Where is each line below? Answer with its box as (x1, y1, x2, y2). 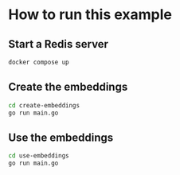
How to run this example (8, 6, 173, 24)
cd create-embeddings (8, 101, 80, 109)
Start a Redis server (8, 37, 109, 51)
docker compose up (8, 58, 69, 66)
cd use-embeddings (8, 152, 69, 160)
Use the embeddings (8, 130, 114, 144)
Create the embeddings (8, 80, 128, 94)
